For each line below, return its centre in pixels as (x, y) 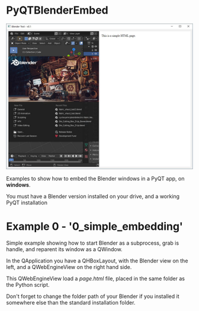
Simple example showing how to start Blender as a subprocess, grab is (93, 243)
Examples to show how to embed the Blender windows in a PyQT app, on (95, 178)
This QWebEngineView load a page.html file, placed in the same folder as (96, 278)
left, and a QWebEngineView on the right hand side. (69, 267)
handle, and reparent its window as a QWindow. (64, 249)
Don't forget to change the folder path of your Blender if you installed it (93, 296)
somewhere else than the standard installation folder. (71, 302)
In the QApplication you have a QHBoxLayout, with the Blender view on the (97, 261)
